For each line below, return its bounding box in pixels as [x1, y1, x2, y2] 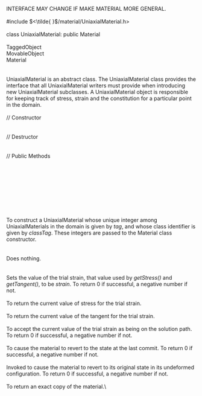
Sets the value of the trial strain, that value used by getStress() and [6, 274, 172, 281]
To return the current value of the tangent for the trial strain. [6, 313, 155, 319]
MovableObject [6, 50, 44, 57]
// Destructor [6, 133, 38, 140]
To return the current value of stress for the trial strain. [6, 300, 142, 307]
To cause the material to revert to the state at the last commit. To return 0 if [6, 345, 193, 351]
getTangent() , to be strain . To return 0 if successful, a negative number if [6, 280, 188, 288]
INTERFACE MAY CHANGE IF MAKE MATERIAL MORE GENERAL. [6, 5, 166, 12]
